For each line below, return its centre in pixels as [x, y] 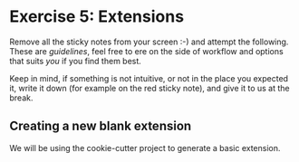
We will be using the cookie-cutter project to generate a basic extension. [145, 148]
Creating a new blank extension [101, 126]
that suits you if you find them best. [76, 61]
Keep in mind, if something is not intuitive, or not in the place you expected [149, 78]
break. [21, 98]
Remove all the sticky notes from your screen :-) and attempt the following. [149, 42]
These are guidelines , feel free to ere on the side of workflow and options [146, 51]
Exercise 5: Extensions [96, 17]
